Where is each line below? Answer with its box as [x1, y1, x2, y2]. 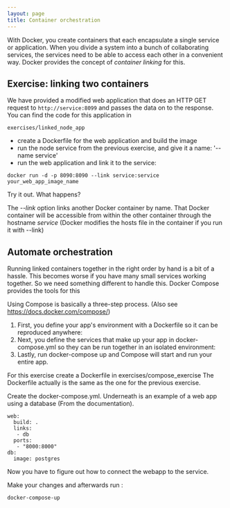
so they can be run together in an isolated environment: [57, 343, 216, 351]
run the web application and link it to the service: [17, 159, 157, 167]
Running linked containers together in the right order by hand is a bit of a [7, 264, 215, 273]
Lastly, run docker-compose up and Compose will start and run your [17, 350, 213, 359]
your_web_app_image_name [7, 178, 79, 185]
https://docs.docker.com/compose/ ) [7, 307, 111, 316]
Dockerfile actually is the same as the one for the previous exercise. [7, 379, 201, 387]
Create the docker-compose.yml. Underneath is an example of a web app [7, 392, 218, 400]
